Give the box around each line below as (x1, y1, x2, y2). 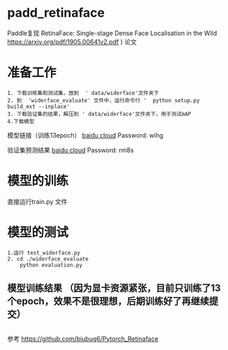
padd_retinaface (7, 5, 105, 21)
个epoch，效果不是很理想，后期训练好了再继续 (7, 296, 210, 307)
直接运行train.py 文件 (7, 197, 68, 205)
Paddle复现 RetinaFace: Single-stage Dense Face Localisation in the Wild (7, 29, 218, 37)
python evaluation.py (20, 261, 82, 268)
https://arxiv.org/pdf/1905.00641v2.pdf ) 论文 (7, 37, 137, 46)
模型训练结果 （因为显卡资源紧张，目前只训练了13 (7, 282, 221, 294)
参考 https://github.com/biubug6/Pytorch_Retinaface (7, 334, 159, 343)
